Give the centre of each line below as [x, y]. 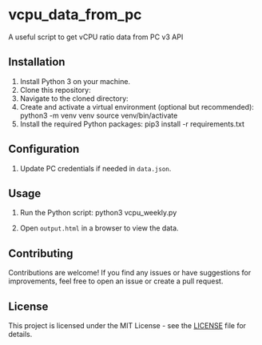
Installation [37, 62]
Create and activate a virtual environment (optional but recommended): [137, 106]
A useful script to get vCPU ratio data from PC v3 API [96, 37]
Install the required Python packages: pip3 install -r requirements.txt [132, 124]
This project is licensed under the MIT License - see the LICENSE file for [127, 325]
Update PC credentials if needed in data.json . [95, 168]
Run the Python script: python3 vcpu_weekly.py [98, 213]
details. [20, 334]
